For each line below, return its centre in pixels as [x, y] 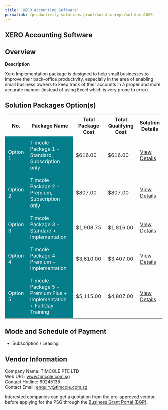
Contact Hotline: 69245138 [33, 382]
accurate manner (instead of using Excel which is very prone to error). [77, 89]
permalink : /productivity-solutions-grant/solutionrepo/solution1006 [79, 15]
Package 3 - [45, 224]
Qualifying [121, 126]
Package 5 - [45, 287]
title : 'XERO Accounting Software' [42, 10]
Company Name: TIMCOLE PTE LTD [42, 371]
